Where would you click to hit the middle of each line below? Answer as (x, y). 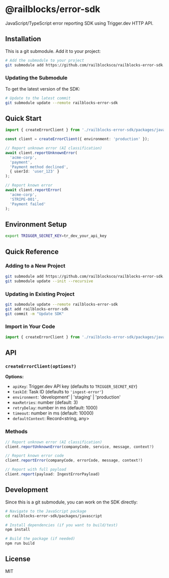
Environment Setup (36, 224)
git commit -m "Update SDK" (35, 314)
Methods (16, 432)
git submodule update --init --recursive (49, 281)
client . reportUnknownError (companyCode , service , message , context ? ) (80, 447)
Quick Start (23, 118)
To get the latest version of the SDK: (43, 89)
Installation (23, 39)
